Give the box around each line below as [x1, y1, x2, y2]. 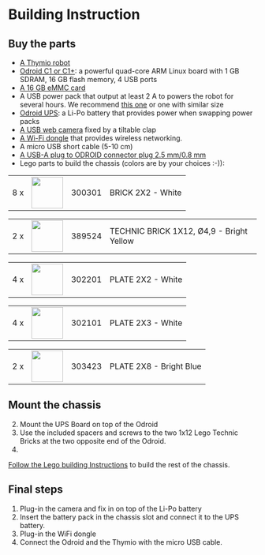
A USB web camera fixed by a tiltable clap [19, 125, 156, 134]
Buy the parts [8, 37, 77, 51]
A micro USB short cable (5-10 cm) [19, 142, 133, 151]
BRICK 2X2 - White [109, 187, 182, 198]
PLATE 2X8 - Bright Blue [109, 361, 202, 372]
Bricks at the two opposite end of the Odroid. [19, 436, 166, 445]
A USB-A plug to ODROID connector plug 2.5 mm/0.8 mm [19, 150, 207, 159]
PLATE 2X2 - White [109, 274, 183, 285]
